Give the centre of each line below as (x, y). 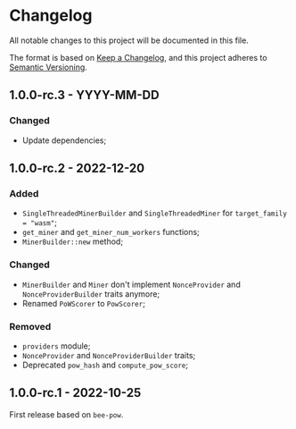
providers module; (56, 346)
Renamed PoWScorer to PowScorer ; (83, 303)
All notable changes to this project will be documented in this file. (129, 40)
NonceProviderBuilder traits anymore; (91, 294)
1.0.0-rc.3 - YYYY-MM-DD (84, 95)
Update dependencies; (64, 140)
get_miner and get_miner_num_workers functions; (111, 232)
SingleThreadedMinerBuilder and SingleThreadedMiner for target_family (154, 213)
